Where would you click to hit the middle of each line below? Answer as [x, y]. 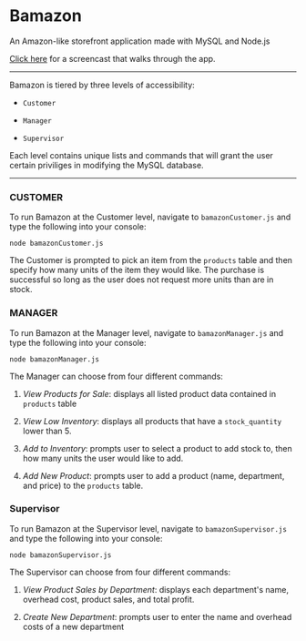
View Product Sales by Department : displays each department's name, [156, 589]
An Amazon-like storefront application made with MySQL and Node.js [140, 41]
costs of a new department [73, 626]
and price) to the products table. [83, 485]
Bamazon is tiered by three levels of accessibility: [102, 85]
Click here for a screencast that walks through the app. [112, 58]
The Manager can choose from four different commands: [116, 376]
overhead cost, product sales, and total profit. [108, 599]
